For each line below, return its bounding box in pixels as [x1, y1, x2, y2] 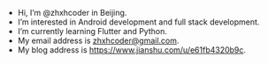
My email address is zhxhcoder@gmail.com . [17, 35, 180, 46]
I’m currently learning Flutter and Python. [17, 26, 168, 36]
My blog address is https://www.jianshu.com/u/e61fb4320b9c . [17, 45, 246, 55]
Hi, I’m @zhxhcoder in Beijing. [17, 8, 127, 18]
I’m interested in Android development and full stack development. [17, 17, 260, 27]
